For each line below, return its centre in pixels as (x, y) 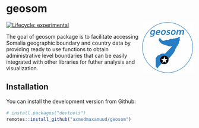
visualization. (22, 68)
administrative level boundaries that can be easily (67, 55)
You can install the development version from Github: (71, 101)
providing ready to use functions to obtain (57, 49)
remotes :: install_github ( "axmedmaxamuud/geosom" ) (69, 119)
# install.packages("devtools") (46, 113)
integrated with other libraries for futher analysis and (71, 62)
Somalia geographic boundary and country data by (68, 43)
